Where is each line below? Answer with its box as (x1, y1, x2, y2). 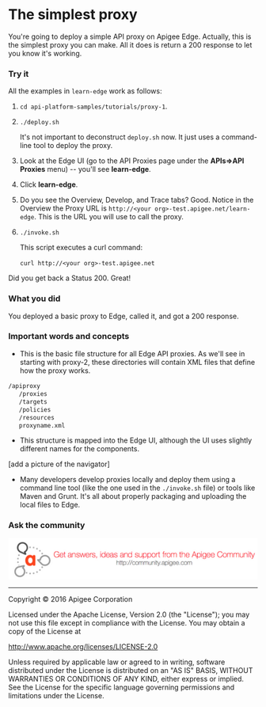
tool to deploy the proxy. (32, 141, 113, 150)
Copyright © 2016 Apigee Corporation (8, 594, 133, 603)
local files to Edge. (19, 500, 81, 509)
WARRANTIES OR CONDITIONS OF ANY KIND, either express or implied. (8, 674, 244, 683)
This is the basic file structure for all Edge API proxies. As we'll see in (19, 348, 245, 358)
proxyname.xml (18, 421, 66, 429)
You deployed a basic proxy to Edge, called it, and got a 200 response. (8, 311, 239, 321)
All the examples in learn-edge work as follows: (8, 86, 162, 96)
